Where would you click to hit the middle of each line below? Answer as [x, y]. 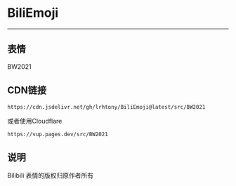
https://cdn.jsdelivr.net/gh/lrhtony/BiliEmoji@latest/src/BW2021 [106, 107]
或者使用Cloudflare [35, 121]
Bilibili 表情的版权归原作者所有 [51, 175]
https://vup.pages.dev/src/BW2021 [58, 134]
